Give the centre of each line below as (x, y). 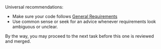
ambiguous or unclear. (35, 27)
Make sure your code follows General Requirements (65, 16)
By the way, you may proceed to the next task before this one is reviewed (80, 36)
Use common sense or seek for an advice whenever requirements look (84, 22)
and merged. (18, 41)
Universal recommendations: (34, 7)
